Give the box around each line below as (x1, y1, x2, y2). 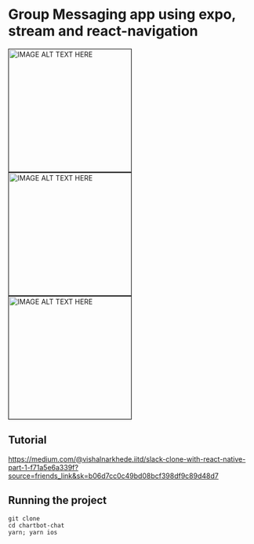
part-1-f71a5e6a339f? (8, 462, 78, 472)
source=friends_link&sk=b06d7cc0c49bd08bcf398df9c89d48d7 (8, 471, 220, 480)
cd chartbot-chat (8, 521, 65, 529)
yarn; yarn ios (8, 528, 58, 536)
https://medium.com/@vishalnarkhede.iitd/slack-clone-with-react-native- (8, 454, 246, 464)
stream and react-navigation (8, 22, 198, 40)
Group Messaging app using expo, (8, 5, 237, 24)
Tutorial (8, 433, 47, 447)
